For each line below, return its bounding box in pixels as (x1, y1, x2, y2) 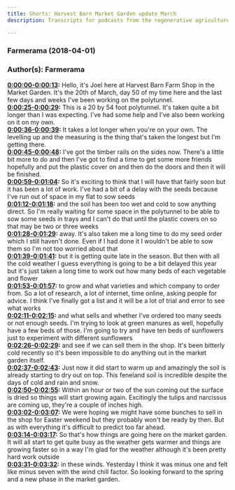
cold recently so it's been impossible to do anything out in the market (7, 348, 207, 357)
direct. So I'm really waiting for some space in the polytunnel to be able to (7, 207, 220, 216)
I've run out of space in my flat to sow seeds (7, 192, 135, 200)
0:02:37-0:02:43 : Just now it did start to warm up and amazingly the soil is (7, 363, 226, 372)
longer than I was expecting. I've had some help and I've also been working (7, 110, 225, 119)
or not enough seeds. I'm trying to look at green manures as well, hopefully (7, 318, 224, 327)
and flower (7, 274, 38, 282)
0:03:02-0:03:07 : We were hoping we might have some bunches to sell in (7, 407, 222, 416)
